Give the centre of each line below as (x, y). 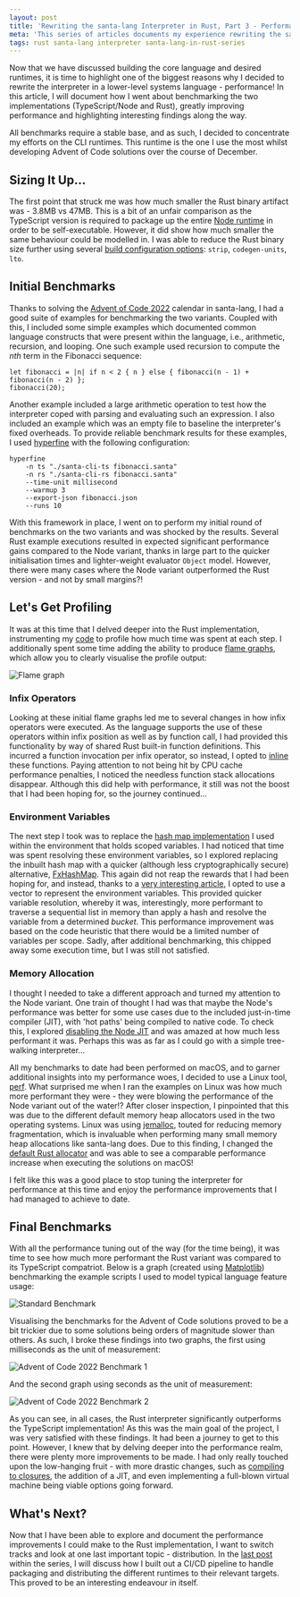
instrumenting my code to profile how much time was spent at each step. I (146, 638)
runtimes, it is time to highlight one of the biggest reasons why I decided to (147, 78)
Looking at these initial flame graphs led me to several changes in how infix (147, 718)
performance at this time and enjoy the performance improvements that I (143, 1189)
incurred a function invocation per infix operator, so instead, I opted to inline (149, 755)
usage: (22, 1287)
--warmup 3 (46, 490)
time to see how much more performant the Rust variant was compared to (145, 1258)
